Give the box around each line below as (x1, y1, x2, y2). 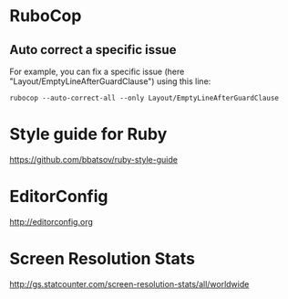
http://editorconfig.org (9, 216, 94, 227)
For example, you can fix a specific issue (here (9, 66, 185, 77)
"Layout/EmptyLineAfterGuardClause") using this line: (9, 76, 211, 87)
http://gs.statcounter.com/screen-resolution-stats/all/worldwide (9, 278, 250, 289)
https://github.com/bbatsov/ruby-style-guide (9, 154, 178, 165)
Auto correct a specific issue (9, 42, 177, 58)
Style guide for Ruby (9, 124, 168, 144)
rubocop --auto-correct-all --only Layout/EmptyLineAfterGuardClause (9, 93, 280, 102)
